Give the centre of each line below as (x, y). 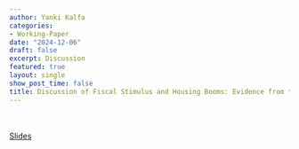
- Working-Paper (39, 34)
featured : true (37, 67)
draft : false (33, 51)
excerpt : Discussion (48, 59)
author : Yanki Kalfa (48, 17)
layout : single (37, 75)
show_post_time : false (51, 83)
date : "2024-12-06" (45, 42)
